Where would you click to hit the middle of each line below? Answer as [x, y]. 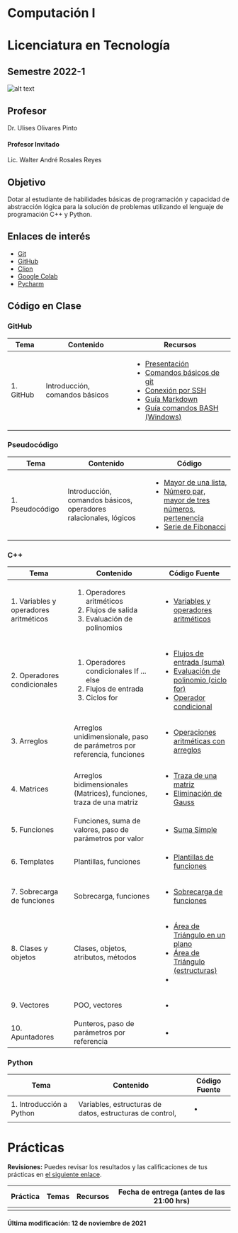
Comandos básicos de [182, 372]
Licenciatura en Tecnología [89, 46]
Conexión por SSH [176, 390]
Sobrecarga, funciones [112, 896]
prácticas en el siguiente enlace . [55, 1175]
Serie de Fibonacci [195, 527]
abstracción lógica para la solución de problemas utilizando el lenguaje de [115, 207]
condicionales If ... [116, 671]
